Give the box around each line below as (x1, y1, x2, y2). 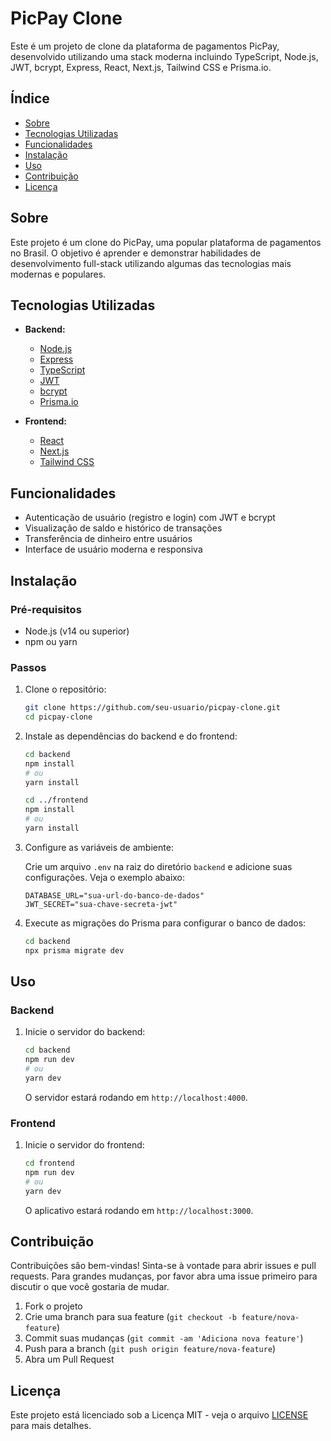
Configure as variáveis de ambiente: (24, 841, 174, 853)
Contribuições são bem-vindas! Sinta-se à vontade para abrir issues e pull (10, 1260, 317, 1272)
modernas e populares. (10, 268, 107, 280)
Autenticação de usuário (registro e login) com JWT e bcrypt (24, 512, 276, 524)
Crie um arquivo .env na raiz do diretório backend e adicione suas (24, 860, 293, 872)
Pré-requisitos (10, 602, 82, 616)
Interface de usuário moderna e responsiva (24, 543, 203, 556)
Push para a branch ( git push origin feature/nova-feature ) (24, 1343, 277, 1355)
